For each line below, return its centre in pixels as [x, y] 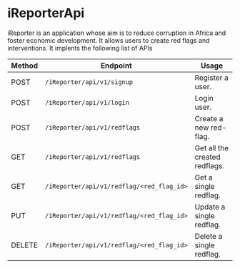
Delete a [209, 236]
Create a [209, 118]
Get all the [212, 148]
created [207, 157]
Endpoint [116, 66]
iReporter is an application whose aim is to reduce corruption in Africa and [117, 33]
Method [25, 66]
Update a [210, 207]
